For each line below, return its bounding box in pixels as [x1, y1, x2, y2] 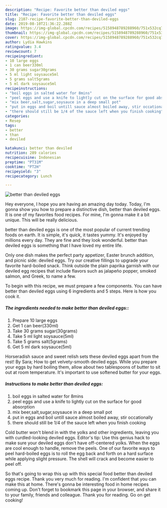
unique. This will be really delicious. [5, 217, 79, 223]
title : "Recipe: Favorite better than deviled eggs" [5, 12, 117, 17]
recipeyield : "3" [5, 169, 41, 174]
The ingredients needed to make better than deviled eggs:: [5, 305, 129, 311]
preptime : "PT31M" [5, 160, 43, 165]
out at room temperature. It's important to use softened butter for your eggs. [5, 369, 162, 376]
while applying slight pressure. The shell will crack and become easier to [5, 456, 154, 462]
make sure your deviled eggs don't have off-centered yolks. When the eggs [5, 440, 160, 446]
